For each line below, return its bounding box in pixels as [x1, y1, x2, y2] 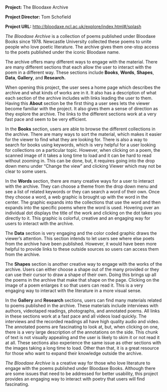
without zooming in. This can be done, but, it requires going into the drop [5, 158, 155, 164]
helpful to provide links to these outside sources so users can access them [5, 246, 159, 252]
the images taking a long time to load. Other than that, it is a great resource [5, 345, 160, 351]
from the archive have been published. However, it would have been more [5, 241, 157, 247]
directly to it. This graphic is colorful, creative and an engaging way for [5, 215, 151, 221]
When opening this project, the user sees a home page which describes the [5, 84, 161, 90]
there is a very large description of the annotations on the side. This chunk [5, 329, 159, 335]
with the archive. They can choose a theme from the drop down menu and [5, 183, 158, 189]
